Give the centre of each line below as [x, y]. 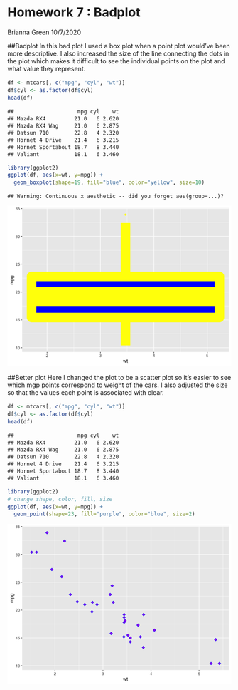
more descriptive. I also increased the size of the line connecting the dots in [118, 53]
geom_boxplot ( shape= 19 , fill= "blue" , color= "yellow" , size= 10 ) [109, 182]
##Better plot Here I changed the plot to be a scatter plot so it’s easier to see [119, 378]
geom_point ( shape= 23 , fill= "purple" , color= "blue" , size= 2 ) [104, 514]
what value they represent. [47, 68]
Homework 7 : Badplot [74, 12]
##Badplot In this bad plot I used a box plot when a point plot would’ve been [119, 46]
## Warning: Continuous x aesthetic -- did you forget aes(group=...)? [115, 197]
